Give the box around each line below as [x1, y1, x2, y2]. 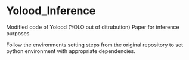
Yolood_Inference [6, 4, 96, 18]
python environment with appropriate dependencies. [6, 47, 135, 54]
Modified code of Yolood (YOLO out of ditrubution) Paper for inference [6, 24, 180, 31]
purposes [6, 29, 30, 36]
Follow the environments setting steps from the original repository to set [6, 41, 184, 48]
